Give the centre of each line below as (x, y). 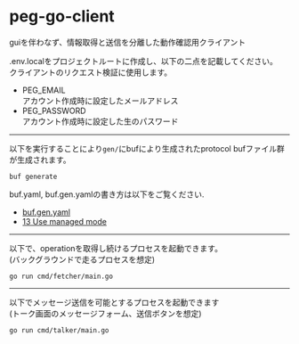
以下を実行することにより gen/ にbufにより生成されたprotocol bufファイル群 (147, 148)
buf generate (33, 176)
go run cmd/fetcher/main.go (61, 276)
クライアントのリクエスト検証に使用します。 (91, 72)
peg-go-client (62, 16)
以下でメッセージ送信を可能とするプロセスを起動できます (114, 302)
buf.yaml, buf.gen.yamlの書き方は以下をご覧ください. (107, 194)
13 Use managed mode (64, 221)
